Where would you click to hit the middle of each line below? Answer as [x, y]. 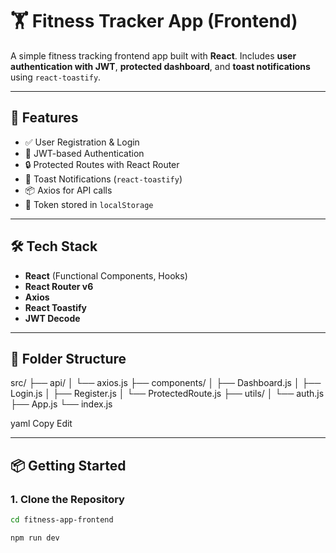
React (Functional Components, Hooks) [106, 275]
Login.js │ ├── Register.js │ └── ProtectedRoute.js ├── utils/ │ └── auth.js [167, 394]
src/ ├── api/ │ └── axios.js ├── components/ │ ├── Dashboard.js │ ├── [166, 383]
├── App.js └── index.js [61, 404]
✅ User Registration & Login [82, 142]
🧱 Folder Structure [68, 358]
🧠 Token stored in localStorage [89, 204]
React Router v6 [59, 286]
